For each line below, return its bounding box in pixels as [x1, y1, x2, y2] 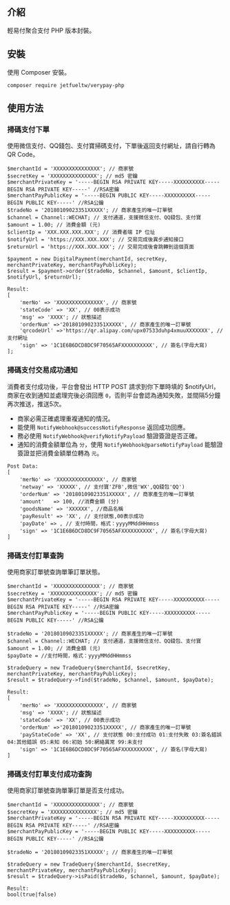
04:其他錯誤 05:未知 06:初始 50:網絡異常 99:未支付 [7, 739, 143, 745]
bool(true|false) [7, 891, 57, 898]
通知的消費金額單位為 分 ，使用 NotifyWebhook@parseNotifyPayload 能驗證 [17, 440, 223, 448]
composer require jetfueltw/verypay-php [7, 82, 125, 88]
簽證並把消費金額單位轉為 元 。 [17, 448, 103, 457]
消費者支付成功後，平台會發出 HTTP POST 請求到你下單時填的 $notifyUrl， [7, 382, 220, 390]
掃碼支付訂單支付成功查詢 [7, 769, 92, 779]
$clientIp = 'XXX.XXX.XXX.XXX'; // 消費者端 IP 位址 [7, 229, 156, 236]
